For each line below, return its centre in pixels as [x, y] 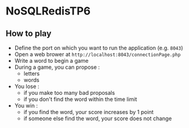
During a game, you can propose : [57, 67]
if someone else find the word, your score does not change [98, 118]
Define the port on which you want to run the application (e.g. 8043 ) [99, 48]
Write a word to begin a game [51, 61]
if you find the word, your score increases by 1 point [88, 112]
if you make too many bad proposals [69, 93]
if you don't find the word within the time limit [80, 99]
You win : [26, 106]
